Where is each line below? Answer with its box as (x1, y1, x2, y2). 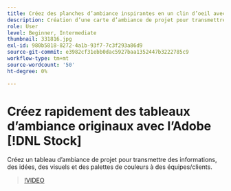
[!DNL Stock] (7, 132, 82, 148)
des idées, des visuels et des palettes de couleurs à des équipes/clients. (7, 163, 213, 171)
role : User (7, 23, 38, 30)
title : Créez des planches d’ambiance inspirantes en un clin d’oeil (7, 10, 211, 17)
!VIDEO (23, 177, 45, 185)
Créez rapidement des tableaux (7, 103, 190, 119)
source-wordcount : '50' (7, 61, 76, 68)
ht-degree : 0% (7, 68, 48, 74)
